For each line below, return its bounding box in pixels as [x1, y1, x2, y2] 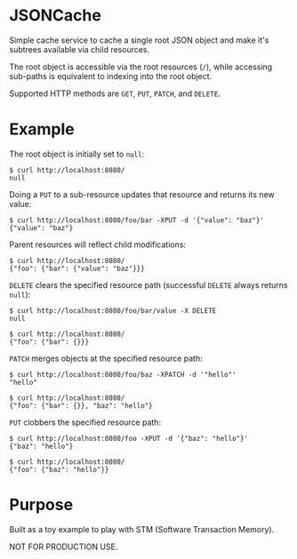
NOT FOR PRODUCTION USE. [9, 541, 118, 552]
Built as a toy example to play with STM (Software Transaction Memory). [9, 523, 275, 534]
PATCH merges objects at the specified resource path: [9, 353, 203, 363]
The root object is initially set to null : [9, 148, 145, 159]
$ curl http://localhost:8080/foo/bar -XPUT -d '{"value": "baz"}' [9, 215, 265, 225]
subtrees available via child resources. [9, 44, 150, 54]
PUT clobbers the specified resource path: [9, 417, 162, 427]
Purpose [9, 495, 74, 515]
